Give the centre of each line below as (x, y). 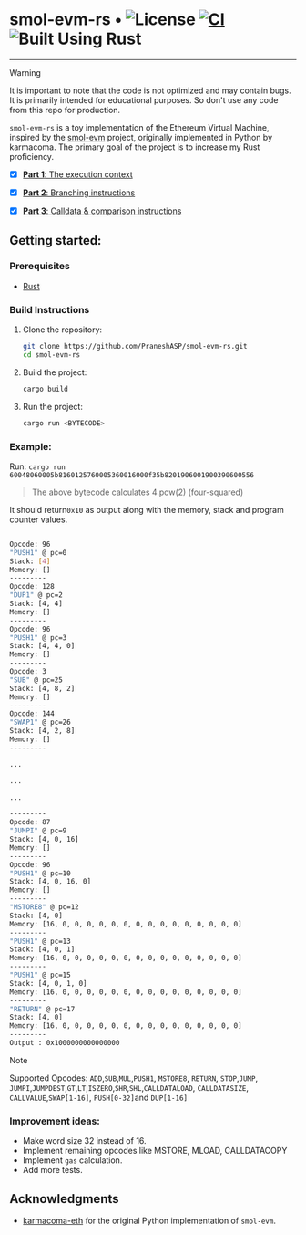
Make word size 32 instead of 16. (85, 1141)
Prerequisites (40, 267)
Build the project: (55, 372)
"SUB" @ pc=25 (36, 680)
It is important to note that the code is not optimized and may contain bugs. (150, 90)
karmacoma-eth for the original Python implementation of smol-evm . (149, 1221)
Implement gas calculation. (72, 1160)
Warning (25, 72)
